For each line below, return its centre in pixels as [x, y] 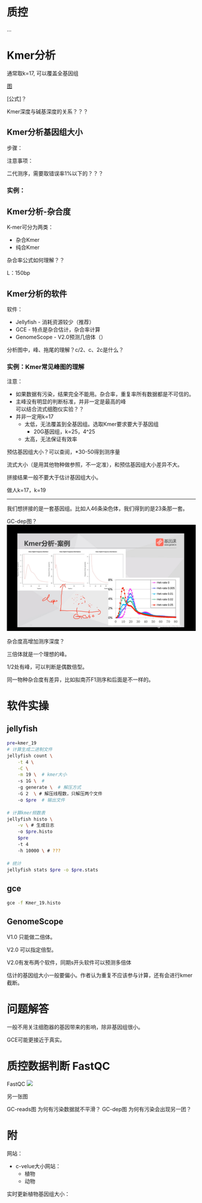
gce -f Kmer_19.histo [34, 903]
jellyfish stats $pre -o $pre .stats [52, 870]
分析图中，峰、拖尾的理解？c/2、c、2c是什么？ [66, 350]
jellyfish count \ [30, 756]
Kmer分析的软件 [37, 294]
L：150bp [19, 273]
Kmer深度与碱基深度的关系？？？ [48, 111]
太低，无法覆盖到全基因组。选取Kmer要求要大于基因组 [91, 424]
